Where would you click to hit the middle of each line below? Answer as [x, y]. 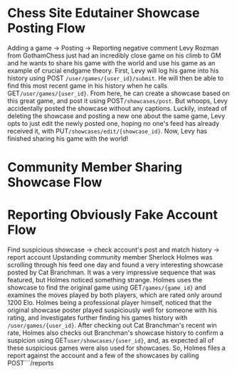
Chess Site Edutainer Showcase [104, 13]
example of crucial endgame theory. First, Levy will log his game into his [113, 70]
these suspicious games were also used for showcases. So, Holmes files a [116, 348]
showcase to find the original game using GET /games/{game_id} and [107, 288]
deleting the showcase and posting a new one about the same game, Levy [116, 116]
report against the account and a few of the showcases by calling [103, 356]
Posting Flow [46, 28]
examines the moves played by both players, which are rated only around [115, 295]
